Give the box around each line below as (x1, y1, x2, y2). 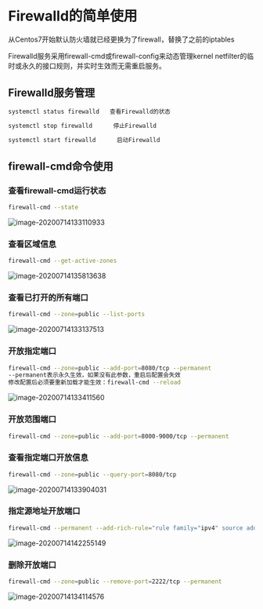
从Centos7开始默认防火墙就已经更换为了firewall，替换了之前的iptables (8, 35, 235, 44)
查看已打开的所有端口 (8, 292, 88, 303)
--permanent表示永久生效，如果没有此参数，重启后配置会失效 (8, 371, 182, 379)
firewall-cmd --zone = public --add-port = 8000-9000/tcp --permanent (8, 432, 229, 440)
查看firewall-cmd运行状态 (8, 185, 106, 196)
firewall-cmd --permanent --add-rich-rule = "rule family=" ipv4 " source (8, 523, 243, 532)
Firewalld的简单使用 (8, 7, 138, 25)
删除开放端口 (8, 559, 57, 570)
